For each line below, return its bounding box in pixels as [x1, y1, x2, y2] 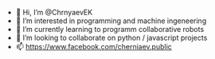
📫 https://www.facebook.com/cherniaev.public [15, 42, 173, 51]
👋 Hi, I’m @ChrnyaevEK [15, 8, 93, 17]
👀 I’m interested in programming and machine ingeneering [15, 16, 207, 26]
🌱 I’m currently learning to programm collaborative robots [15, 25, 205, 33]
